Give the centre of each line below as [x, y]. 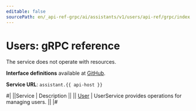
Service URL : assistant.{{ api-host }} [54, 85]
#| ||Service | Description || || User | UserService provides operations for [94, 96]
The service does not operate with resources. [61, 62]
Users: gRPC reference [63, 46]
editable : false [26, 11]
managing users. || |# [32, 102]
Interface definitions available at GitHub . [56, 73]
